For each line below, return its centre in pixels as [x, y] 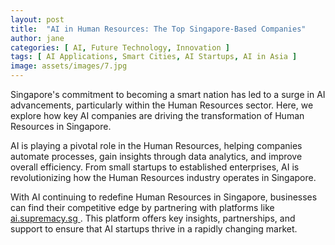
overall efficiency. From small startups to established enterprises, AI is [155, 167]
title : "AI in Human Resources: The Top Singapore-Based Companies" [158, 29]
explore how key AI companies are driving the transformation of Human [157, 115]
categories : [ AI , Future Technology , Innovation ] [120, 47]
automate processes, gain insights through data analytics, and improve [156, 156]
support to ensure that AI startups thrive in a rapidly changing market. [154, 229]
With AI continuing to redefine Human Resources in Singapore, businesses [164, 197]
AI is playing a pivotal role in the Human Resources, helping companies [156, 145]
